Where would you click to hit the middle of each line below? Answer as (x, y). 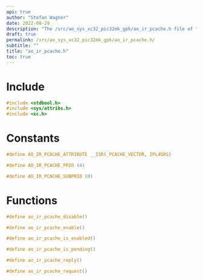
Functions (32, 200)
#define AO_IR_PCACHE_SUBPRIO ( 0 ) (50, 176)
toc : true (19, 57)
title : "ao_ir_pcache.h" (37, 51)
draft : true (21, 34)
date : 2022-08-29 (28, 23)
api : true (19, 12)
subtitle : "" (23, 46)
